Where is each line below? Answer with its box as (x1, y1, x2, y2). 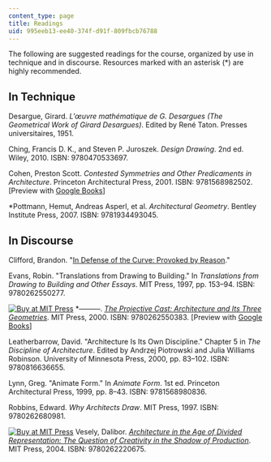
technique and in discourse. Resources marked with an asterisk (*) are (8, 58, 244, 67)
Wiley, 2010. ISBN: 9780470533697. (8, 153, 128, 163)
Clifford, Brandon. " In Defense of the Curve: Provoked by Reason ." (8, 255, 230, 264)
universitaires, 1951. (8, 129, 75, 139)
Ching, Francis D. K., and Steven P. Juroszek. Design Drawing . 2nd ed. (8, 144, 244, 154)
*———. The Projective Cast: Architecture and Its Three (75, 304, 262, 313)
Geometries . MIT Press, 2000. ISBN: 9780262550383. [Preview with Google (8, 313, 263, 322)
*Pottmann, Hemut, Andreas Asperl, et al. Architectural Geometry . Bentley (8, 202, 257, 212)
